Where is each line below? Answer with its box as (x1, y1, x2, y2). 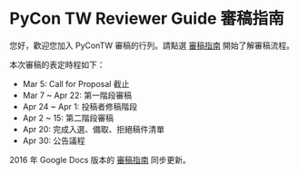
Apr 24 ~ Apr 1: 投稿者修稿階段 (22, 101, 138, 111)
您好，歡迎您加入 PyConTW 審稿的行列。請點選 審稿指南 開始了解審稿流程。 (9, 40, 295, 51)
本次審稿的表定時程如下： (9, 59, 105, 70)
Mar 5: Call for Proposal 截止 (22, 78, 130, 89)
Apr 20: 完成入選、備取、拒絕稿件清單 (22, 123, 165, 134)
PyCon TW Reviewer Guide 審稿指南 (9, 8, 284, 29)
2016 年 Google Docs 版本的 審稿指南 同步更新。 (9, 154, 191, 165)
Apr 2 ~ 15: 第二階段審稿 (22, 112, 114, 123)
